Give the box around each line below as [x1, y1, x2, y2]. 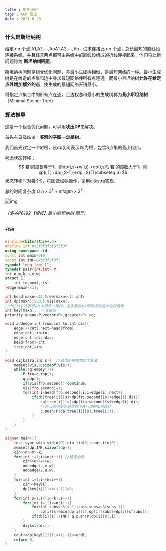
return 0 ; [14, 537, 35, 542]
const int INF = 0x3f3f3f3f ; [5, 258, 61, 263]
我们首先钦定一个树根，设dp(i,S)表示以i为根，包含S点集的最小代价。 [5, 144, 144, 150]
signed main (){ [5, 436, 37, 441]
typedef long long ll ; [5, 262, 52, 267]
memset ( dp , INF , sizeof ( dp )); [14, 445, 72, 450]
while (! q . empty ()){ [14, 367, 54, 372]
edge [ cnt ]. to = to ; [14, 330, 50, 335]
